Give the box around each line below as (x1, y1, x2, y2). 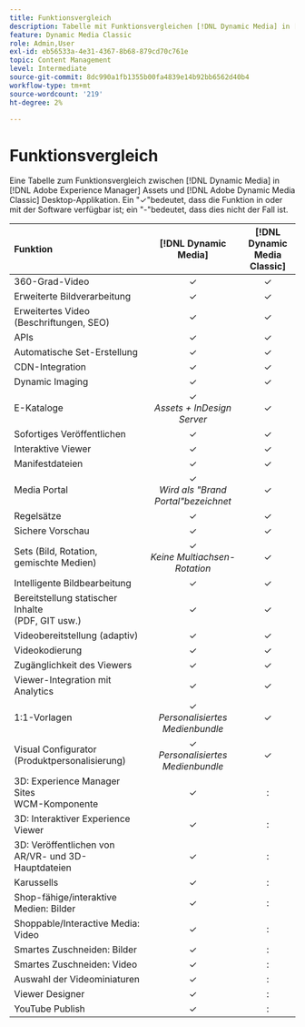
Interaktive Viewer (14, 442, 92, 455)
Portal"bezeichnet (153, 495, 231, 508)
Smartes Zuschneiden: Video (14, 958, 138, 971)
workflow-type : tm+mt (9, 81, 92, 90)
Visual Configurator (14, 743, 97, 756)
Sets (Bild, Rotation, (14, 545, 98, 558)
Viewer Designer (14, 988, 85, 1001)
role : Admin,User (9, 38, 75, 48)
